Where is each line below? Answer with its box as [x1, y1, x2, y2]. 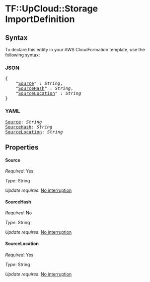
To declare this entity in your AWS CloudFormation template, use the [5, 47, 145, 52]
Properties [5, 143, 39, 151]
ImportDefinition [5, 13, 75, 25]
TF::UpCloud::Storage [5, 3, 98, 14]
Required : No [5, 210, 32, 216]
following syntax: [5, 52, 40, 58]
